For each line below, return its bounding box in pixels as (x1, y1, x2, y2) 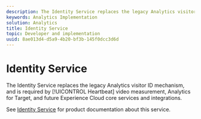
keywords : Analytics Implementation (6, 14, 98, 20)
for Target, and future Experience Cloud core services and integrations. (6, 94, 182, 101)
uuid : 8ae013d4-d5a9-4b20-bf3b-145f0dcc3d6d (6, 36, 119, 42)
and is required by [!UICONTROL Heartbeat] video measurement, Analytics (6, 87, 191, 95)
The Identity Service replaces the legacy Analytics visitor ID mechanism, (6, 82, 185, 89)
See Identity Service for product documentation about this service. (6, 105, 171, 113)
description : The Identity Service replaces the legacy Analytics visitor (6, 8, 197, 15)
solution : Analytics (6, 20, 58, 26)
